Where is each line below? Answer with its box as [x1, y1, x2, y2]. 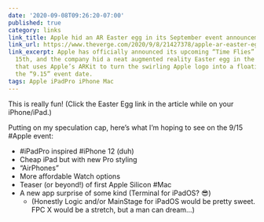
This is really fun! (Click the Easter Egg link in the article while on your [8, 99, 234, 109]
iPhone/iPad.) [8, 107, 53, 117]
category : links [8, 26, 61, 34]
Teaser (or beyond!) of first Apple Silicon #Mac [19, 179, 172, 189]
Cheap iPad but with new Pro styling [19, 154, 137, 164]
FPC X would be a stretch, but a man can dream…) [31, 205, 195, 214]
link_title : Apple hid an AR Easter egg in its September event [8, 33, 223, 42]
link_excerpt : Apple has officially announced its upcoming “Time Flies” [8, 48, 255, 56]
